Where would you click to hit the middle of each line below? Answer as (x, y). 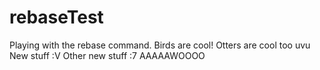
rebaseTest (56, 17)
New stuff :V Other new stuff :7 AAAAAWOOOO (107, 55)
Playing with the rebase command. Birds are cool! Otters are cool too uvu (160, 45)
